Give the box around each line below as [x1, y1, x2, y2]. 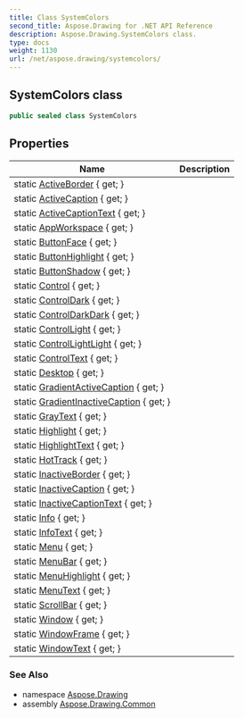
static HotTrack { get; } [13, 453, 108, 465]
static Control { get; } [13, 279, 101, 291]
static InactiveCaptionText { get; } [13, 497, 153, 509]
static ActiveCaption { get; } [13, 192, 129, 205]
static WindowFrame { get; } [13, 627, 130, 639]
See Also [9, 669, 49, 681]
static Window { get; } [13, 613, 104, 625]
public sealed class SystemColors [9, 111, 138, 121]
